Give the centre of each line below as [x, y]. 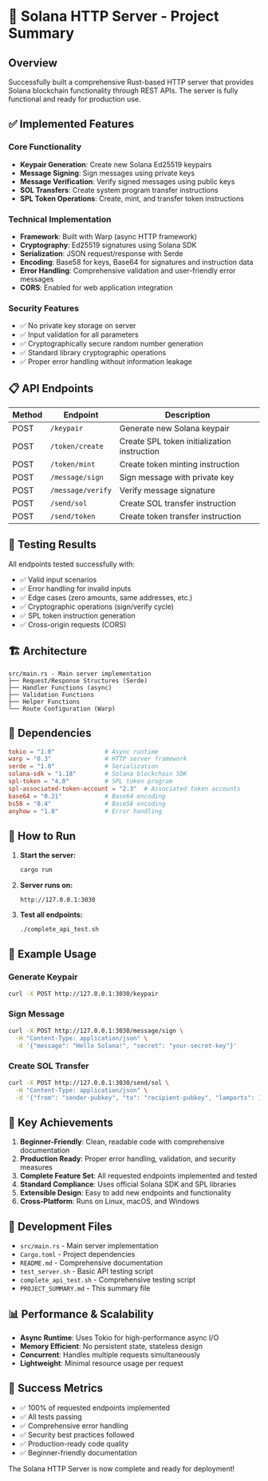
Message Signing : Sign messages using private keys [107, 173]
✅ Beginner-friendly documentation [79, 1452]
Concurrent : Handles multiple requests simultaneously [110, 1355]
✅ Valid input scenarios [58, 579]
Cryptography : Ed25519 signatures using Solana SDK [108, 245]
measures [36, 1167]
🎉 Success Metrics [56, 1389]
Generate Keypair [43, 977]
